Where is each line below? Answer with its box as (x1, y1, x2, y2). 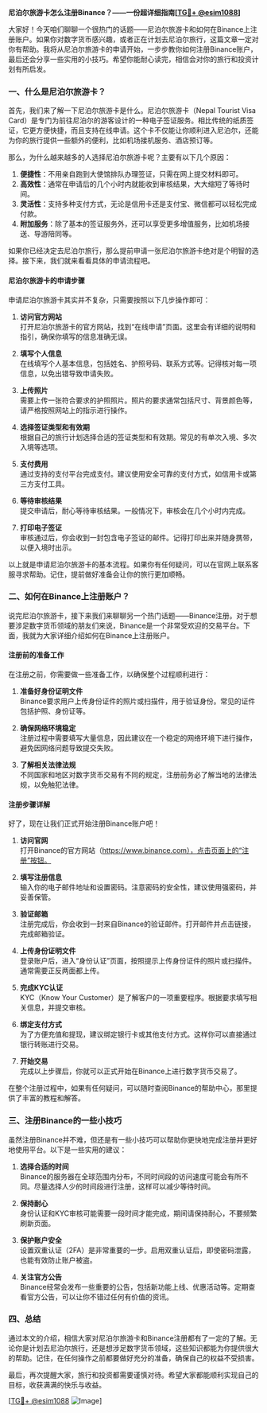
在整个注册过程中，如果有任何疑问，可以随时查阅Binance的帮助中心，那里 (8, 1084, 251, 1093)
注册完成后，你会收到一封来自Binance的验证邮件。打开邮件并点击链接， (19, 919, 256, 929)
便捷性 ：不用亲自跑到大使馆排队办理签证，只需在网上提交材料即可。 (19, 169, 243, 179)
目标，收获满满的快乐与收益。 (8, 1380, 106, 1389)
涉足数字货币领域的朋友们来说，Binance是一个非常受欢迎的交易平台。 (14, 621, 244, 630)
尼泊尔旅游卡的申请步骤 (8, 275, 85, 285)
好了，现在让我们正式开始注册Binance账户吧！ (8, 819, 161, 828)
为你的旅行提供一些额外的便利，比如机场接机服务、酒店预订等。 (8, 135, 217, 146)
